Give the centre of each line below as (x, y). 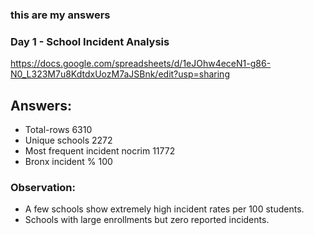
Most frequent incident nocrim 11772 (100, 151)
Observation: (43, 187)
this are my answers (60, 15)
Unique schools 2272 (68, 140)
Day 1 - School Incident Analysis (90, 41)
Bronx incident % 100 (68, 162)
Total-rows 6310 (58, 130)
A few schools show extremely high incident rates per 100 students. (164, 209)
